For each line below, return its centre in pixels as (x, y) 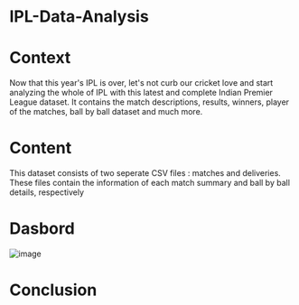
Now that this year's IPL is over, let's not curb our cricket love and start (141, 83)
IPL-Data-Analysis (79, 17)
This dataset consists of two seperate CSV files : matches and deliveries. (145, 173)
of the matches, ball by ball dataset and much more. (106, 112)
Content (41, 148)
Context (40, 58)
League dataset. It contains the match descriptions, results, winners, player (149, 102)
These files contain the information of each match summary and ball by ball (150, 183)
